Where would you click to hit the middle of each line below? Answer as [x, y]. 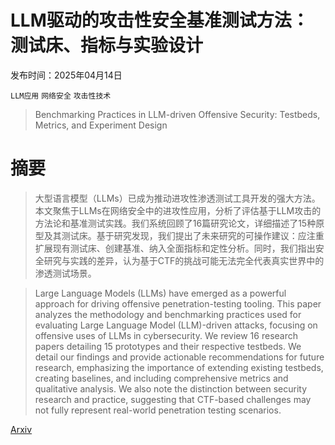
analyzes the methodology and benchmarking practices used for [168, 314]
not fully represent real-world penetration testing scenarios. [158, 410]
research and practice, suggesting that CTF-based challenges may [173, 399]
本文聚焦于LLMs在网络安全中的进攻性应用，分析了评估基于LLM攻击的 [178, 210]
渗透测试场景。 [65, 273]
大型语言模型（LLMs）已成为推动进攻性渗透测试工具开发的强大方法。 [177, 198]
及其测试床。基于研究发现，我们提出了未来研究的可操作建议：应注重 [184, 235]
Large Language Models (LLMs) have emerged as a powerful [160, 293]
